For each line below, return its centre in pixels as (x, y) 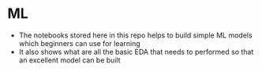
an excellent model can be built (69, 60)
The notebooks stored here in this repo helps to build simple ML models (136, 35)
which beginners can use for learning (80, 43)
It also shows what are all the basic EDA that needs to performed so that (136, 51)
